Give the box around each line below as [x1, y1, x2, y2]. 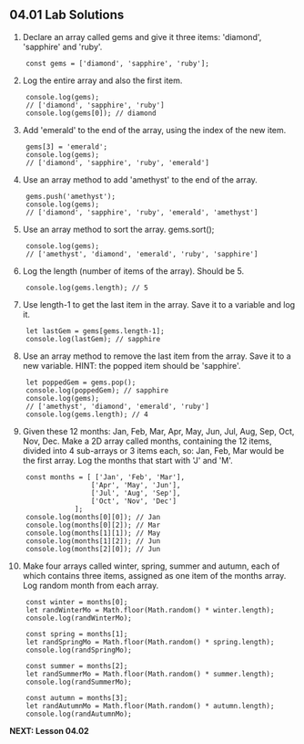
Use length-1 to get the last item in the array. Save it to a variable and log [22, 299, 296, 309]
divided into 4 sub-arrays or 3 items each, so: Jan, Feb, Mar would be [22, 445, 285, 456]
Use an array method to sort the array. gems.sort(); [22, 224, 215, 235]
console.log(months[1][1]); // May [25, 529, 161, 538]
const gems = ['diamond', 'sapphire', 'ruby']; [25, 58, 209, 68]
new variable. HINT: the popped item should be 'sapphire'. [22, 360, 241, 371]
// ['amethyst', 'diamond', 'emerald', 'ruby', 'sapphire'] [25, 249, 258, 258]
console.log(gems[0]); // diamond [25, 109, 157, 118]
